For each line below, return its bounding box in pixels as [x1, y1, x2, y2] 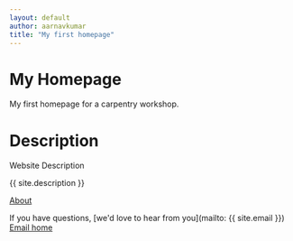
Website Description [9, 160, 85, 171]
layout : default [9, 13, 70, 23]
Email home [9, 222, 53, 233]
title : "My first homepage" [9, 30, 115, 39]
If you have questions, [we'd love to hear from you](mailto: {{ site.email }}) [9, 213, 286, 224]
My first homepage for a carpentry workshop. [9, 98, 179, 109]
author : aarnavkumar [9, 22, 87, 31]
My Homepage [9, 69, 122, 89]
